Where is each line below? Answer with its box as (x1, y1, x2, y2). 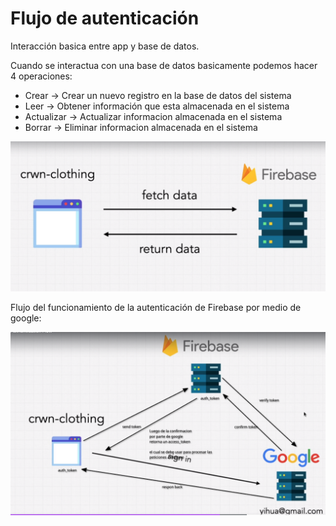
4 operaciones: (10, 70, 73, 82)
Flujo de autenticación (10, 7, 200, 30)
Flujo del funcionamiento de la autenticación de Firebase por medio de (10, 302, 302, 314)
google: (10, 312, 42, 324)
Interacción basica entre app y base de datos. (10, 40, 200, 52)
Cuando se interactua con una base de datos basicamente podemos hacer (10, 59, 318, 71)
